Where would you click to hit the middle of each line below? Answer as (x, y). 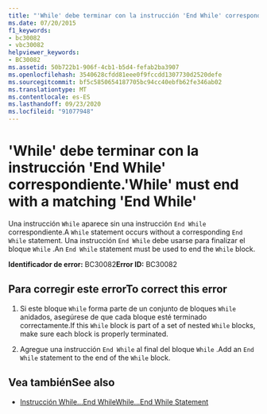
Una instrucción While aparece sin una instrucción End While (107, 223)
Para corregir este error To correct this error (118, 290)
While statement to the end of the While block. (95, 358)
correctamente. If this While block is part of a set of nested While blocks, (137, 325)
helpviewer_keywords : (44, 52)
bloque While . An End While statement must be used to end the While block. (132, 249)
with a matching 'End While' (103, 201)
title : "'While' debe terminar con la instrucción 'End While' (115, 15)
